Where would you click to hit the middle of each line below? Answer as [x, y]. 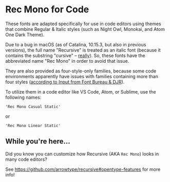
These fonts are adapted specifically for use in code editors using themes [83, 24]
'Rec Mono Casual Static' [33, 106]
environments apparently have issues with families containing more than [82, 76]
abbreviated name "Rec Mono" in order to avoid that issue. [67, 61]
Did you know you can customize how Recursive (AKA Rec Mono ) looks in [82, 154]
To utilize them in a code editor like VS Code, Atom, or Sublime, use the [81, 92]
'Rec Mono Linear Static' [33, 125]
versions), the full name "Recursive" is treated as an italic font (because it [83, 50]
